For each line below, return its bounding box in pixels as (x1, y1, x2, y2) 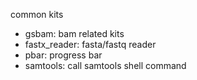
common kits (10, 9, 64, 20)
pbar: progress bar (24, 49, 103, 61)
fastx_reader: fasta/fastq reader (24, 39, 157, 50)
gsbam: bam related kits (24, 28, 125, 39)
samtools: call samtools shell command (24, 60, 187, 71)
